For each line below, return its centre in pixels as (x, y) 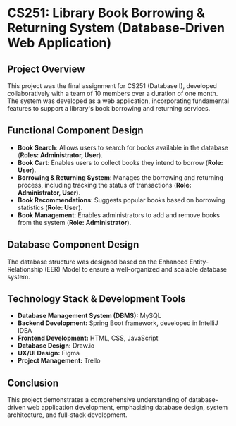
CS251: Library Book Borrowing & (106, 13)
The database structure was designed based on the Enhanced (98, 262)
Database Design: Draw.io (56, 346)
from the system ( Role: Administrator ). (74, 222)
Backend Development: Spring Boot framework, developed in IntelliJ (118, 323)
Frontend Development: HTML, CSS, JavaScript (88, 338)
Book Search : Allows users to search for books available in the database (123, 147)
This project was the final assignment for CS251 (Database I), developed (112, 86)
